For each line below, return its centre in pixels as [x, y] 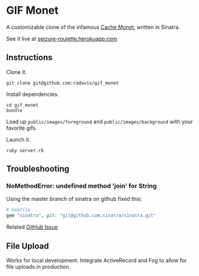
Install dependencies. [33, 94]
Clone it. [16, 72]
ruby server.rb [25, 151]
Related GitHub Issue [32, 227]
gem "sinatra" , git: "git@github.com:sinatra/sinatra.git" [81, 216]
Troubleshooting [38, 169]
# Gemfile [19, 210]
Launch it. [19, 139]
